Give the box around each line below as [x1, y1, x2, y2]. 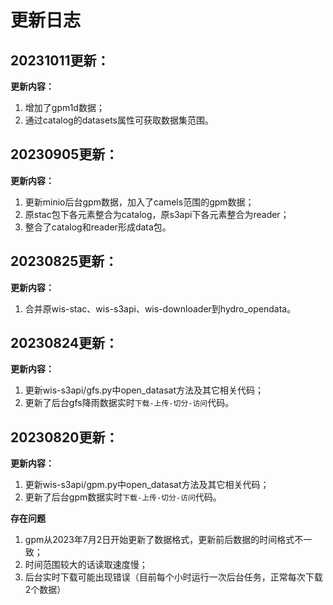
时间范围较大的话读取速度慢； [24, 559, 148, 571]
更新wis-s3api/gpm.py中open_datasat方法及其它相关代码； [24, 479, 270, 491]
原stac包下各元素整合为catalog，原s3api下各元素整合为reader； [24, 208, 290, 220]
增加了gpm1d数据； [24, 102, 105, 113]
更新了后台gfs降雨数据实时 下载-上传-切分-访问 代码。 [24, 397, 235, 409]
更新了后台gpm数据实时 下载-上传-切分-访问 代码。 [24, 491, 222, 503]
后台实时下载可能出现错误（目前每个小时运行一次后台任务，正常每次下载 [24, 571, 323, 583]
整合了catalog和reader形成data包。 [24, 221, 172, 233]
